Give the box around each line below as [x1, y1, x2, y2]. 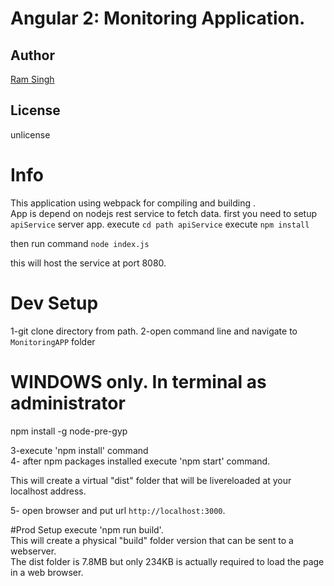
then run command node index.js [10, 237, 150, 249]
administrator [10, 392, 126, 414]
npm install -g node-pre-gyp [10, 425, 128, 437]
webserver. [10, 545, 57, 557]
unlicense [10, 128, 51, 141]
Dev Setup [10, 292, 99, 314]
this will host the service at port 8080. [10, 257, 167, 269]
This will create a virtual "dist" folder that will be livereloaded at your [10, 474, 292, 486]
